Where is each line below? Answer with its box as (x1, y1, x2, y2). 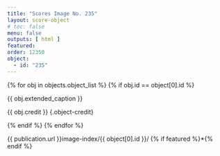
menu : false (7, 29, 42, 37)
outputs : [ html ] (7, 36, 60, 43)
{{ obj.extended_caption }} (7, 94, 83, 103)
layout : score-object (7, 17, 70, 24)
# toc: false (7, 23, 45, 30)
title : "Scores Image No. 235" (7, 10, 98, 17)
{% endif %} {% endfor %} (7, 121, 84, 129)
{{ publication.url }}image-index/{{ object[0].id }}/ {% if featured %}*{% (7, 135, 214, 143)
